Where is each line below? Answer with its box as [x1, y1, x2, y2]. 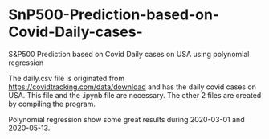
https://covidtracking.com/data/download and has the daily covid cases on [8, 82, 257, 92]
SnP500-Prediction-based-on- [8, 6, 219, 24]
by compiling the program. [8, 99, 96, 108]
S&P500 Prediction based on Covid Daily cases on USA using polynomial [8, 49, 250, 59]
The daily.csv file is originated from [8, 73, 125, 83]
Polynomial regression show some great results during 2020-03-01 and [8, 114, 245, 124]
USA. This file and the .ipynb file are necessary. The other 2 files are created [8, 90, 262, 100]
